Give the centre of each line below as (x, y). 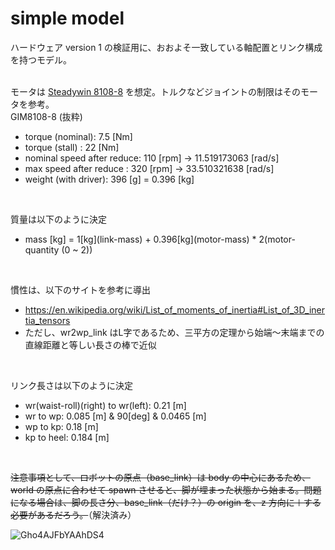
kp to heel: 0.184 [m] (67, 437)
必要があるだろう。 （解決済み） (73, 514)
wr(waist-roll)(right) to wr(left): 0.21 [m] (105, 405)
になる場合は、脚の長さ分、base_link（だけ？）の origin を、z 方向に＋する (166, 502)
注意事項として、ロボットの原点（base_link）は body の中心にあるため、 (160, 477)
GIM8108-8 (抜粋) (46, 116)
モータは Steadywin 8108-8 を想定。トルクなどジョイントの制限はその (155, 91)
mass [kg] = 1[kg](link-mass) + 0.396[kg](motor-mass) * (140, 239)
